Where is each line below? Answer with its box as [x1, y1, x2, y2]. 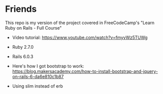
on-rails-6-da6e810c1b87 [12, 73, 64, 79]
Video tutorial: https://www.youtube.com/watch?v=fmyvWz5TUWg [12, 34, 148, 40]
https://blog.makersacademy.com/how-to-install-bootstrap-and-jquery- [12, 68, 158, 74]
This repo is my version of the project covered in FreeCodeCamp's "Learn [5, 20, 155, 26]
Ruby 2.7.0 [12, 44, 34, 50]
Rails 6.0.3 [12, 53, 33, 60]
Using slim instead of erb [12, 83, 63, 89]
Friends [5, 3, 37, 15]
